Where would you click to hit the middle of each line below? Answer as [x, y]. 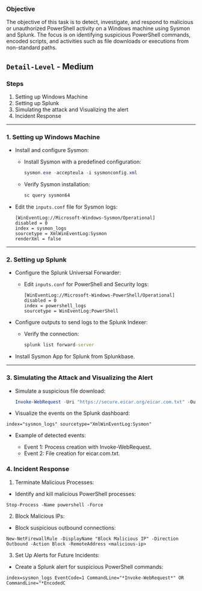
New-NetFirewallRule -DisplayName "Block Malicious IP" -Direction [93, 539]
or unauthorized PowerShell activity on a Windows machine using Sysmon [98, 28]
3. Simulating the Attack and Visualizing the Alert [80, 378]
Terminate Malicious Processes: [54, 482]
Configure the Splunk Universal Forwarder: [68, 273]
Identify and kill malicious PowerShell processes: [75, 494]
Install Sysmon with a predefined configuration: [82, 162]
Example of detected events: [50, 435]
